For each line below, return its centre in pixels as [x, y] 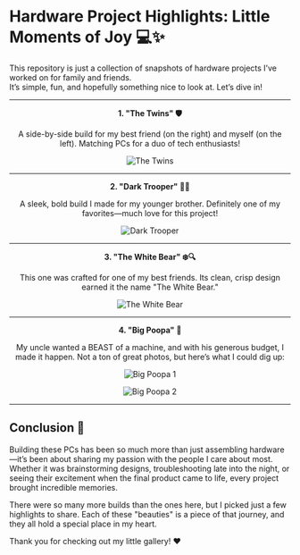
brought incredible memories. [64, 487]
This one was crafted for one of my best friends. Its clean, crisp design [150, 277]
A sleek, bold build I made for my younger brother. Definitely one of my [150, 204]
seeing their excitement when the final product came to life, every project [144, 478]
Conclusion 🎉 [47, 428]
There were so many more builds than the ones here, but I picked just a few [148, 505]
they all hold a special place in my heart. [83, 524]
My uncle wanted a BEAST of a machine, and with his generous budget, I [150, 347]
